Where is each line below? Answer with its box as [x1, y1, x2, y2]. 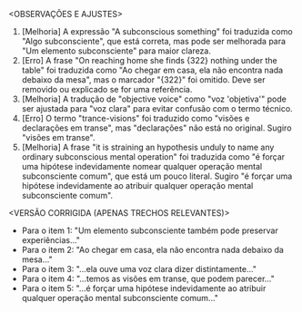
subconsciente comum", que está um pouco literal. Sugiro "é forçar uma [21, 171, 293, 181]
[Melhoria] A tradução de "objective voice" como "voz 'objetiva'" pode [21, 93, 287, 104]
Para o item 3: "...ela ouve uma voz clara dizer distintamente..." [21, 264, 257, 274]
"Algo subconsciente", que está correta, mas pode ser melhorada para [21, 36, 287, 46]
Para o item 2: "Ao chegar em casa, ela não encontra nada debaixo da [21, 245, 284, 255]
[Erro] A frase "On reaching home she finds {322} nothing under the [21, 55, 278, 65]
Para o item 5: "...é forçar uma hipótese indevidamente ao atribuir [21, 283, 267, 294]
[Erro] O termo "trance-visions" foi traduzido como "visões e [21, 113, 250, 123]
